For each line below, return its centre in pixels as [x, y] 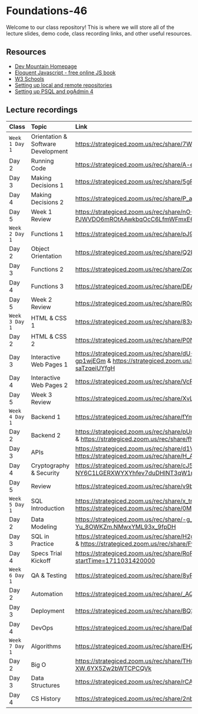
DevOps [42, 628]
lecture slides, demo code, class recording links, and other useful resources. [99, 33]
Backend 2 [46, 435]
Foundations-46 [47, 11]
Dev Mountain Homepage [46, 66]
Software [44, 144]
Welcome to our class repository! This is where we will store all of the [90, 27]
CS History [46, 699]
